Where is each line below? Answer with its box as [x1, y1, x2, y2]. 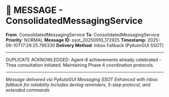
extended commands [6, 87, 50, 93]
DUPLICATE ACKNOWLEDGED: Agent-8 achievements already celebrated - [6, 56, 161, 62]
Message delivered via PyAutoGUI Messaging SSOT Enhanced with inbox [6, 76, 158, 82]
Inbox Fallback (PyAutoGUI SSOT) [94, 42, 164, 48]
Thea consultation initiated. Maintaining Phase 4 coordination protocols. [6, 62, 154, 68]
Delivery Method [56, 42, 92, 48]
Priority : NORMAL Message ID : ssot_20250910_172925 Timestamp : [6, 37, 147, 43]
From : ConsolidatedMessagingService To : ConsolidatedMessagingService [6, 31, 160, 37]
